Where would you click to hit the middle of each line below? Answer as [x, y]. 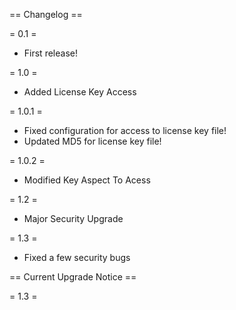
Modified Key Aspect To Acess [87, 180]
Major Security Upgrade [73, 218]
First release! [50, 53]
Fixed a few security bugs [77, 257]
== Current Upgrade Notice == [73, 277]
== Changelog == [46, 14]
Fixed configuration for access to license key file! [125, 130]
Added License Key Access [80, 92]
